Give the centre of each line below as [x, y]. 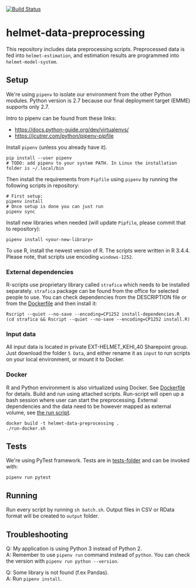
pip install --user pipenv [39, 158]
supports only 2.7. [28, 106]
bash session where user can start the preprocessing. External [82, 400]
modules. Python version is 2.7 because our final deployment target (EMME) [98, 101]
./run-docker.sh [26, 428]
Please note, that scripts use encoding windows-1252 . [70, 256]
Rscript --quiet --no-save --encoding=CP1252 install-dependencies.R [93, 315]
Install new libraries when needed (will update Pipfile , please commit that [96, 222]
